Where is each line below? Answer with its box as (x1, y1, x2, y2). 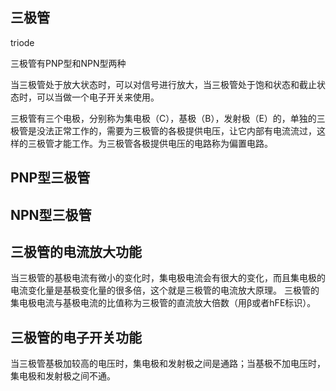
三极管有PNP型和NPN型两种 (10, 57, 127, 69)
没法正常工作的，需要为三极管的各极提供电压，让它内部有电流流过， (36, 124, 317, 137)
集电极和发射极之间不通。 (10, 370, 116, 382)
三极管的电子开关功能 (10, 329, 142, 346)
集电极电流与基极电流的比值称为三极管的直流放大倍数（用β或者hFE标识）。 (10, 297, 317, 309)
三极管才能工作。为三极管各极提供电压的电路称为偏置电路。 (27, 137, 273, 149)
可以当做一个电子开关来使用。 (36, 91, 160, 103)
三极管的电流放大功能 (10, 243, 142, 260)
